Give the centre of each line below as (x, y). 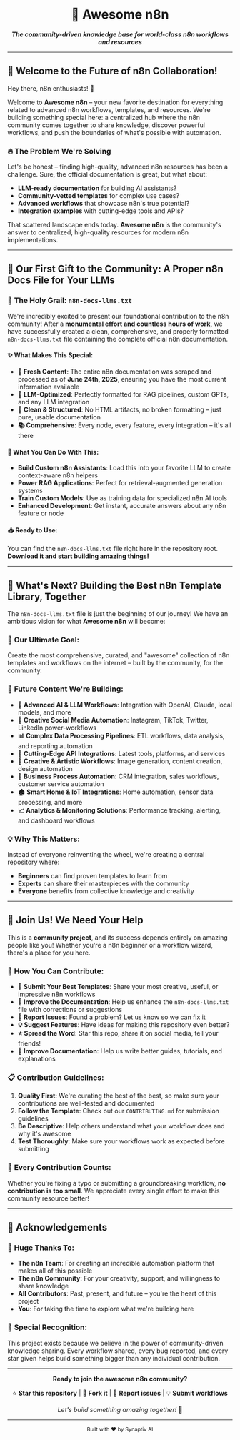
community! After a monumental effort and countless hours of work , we (115, 324)
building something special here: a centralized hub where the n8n (104, 117)
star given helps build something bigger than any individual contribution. (114, 1358)
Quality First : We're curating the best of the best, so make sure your (118, 1096)
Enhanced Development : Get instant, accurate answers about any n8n (122, 506)
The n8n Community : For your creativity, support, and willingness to (119, 1278)
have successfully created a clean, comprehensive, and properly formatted (118, 331)
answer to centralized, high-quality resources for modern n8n (98, 232)
